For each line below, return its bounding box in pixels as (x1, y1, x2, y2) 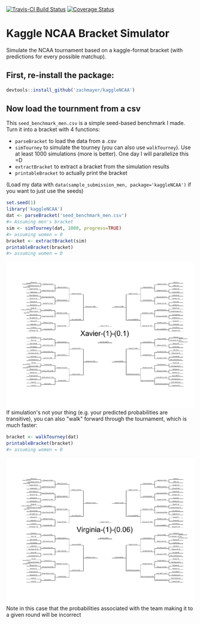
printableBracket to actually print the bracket (14, 169, 128, 177)
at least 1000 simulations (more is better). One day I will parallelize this (14, 150, 189, 157)
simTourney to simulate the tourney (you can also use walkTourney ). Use (14, 144, 191, 151)
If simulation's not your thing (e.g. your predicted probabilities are (6, 409, 168, 416)
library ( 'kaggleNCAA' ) (6, 206, 63, 213)
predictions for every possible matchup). (6, 53, 107, 60)
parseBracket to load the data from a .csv (14, 138, 117, 145)
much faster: (6, 422, 38, 429)
